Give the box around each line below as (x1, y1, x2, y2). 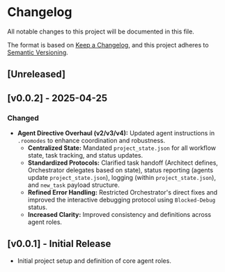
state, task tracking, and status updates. (27, 151, 143, 160)
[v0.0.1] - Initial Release (7, 238, 111, 250)
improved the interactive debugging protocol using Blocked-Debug (27, 196, 216, 204)
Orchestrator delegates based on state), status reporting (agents (27, 166, 214, 174)
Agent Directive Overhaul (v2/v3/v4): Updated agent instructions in (17, 129, 215, 137)
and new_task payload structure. (27, 181, 120, 189)
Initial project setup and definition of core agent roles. (17, 256, 172, 265)
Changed (7, 113, 40, 123)
